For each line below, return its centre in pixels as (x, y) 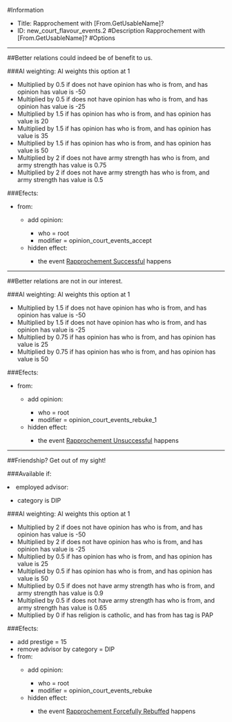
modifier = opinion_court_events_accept (95, 240)
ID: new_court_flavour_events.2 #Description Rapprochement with (111, 31)
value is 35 (32, 136)
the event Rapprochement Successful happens (104, 261)
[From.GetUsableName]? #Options (66, 38)
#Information (26, 10)
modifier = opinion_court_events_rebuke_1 (97, 420)
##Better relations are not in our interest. (65, 281)
